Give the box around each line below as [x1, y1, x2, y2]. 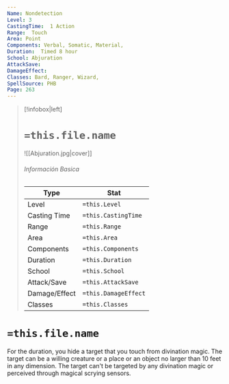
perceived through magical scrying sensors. [7, 369, 131, 377]
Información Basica [23, 165, 80, 173]
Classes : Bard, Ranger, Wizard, [7, 73, 99, 81]
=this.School [82, 268, 125, 275]
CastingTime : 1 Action [7, 23, 75, 29]
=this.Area [82, 234, 118, 242]
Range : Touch [7, 29, 48, 36]
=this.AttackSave [82, 279, 139, 286]
